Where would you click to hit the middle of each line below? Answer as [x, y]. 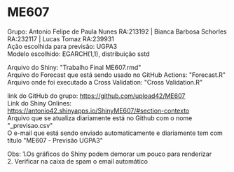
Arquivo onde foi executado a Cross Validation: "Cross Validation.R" [105, 82]
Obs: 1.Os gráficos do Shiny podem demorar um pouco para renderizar [110, 154]
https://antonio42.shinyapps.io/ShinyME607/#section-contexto [98, 110]
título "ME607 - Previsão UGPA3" [55, 140]
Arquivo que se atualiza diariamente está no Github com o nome [100, 118]
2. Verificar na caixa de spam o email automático [78, 161]
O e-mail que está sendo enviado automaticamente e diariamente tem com [115, 133]
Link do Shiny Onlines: [40, 103]
